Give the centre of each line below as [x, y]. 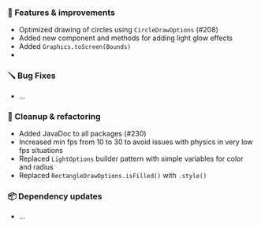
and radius [36, 167]
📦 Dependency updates [55, 196]
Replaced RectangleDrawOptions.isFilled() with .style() [113, 175]
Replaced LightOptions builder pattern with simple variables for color [131, 158]
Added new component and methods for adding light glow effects [126, 38]
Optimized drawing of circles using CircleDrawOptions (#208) [118, 30]
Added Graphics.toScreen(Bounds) [75, 47]
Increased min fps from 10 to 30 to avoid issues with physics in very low [136, 142]
